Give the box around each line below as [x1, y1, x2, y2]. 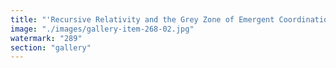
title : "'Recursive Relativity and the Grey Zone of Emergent [10, 14, 275, 25]
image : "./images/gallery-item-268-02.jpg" [10, 24, 195, 34]
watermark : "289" [10, 33, 83, 43]
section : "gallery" [10, 42, 92, 53]
